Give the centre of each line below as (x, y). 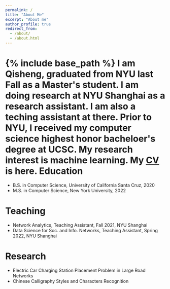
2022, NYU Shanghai (35, 236)
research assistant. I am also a (71, 106)
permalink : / (19, 10)
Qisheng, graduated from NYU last (79, 74)
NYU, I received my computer (69, 128)
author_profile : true (28, 24)
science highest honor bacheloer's (80, 139)
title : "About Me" (25, 15)
